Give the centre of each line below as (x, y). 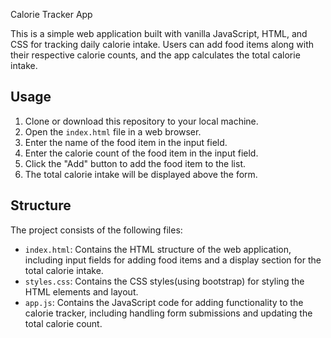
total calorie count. (63, 323)
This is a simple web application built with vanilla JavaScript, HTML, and (159, 33)
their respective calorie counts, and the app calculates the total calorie (155, 55)
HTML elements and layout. (81, 291)
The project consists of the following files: (96, 230)
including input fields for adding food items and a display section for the (173, 260)
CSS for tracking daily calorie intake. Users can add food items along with (162, 44)
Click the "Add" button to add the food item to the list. (135, 163)
